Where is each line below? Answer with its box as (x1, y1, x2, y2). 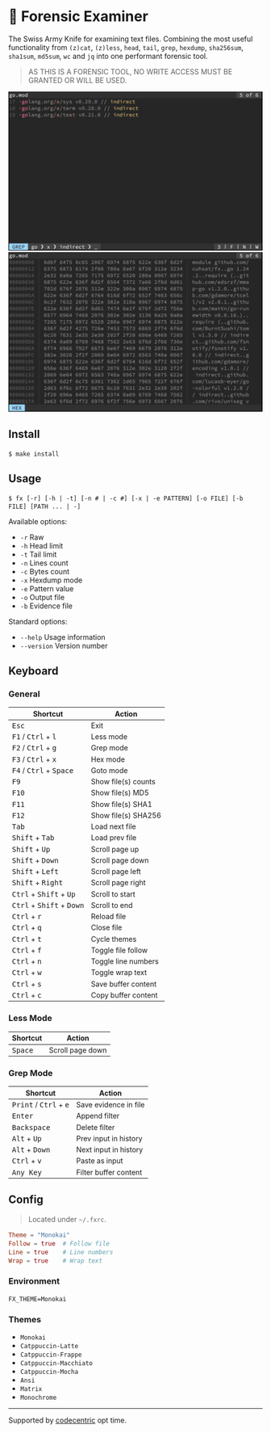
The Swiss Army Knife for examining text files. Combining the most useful (8, 34, 253, 44)
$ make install (8, 450, 60, 458)
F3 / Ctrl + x (11, 754, 57, 764)
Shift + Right (11, 878, 63, 888)
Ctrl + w (11, 968, 42, 977)
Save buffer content (90, 979, 157, 989)
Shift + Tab (11, 833, 55, 843)
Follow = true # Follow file (8, 1239, 110, 1247)
